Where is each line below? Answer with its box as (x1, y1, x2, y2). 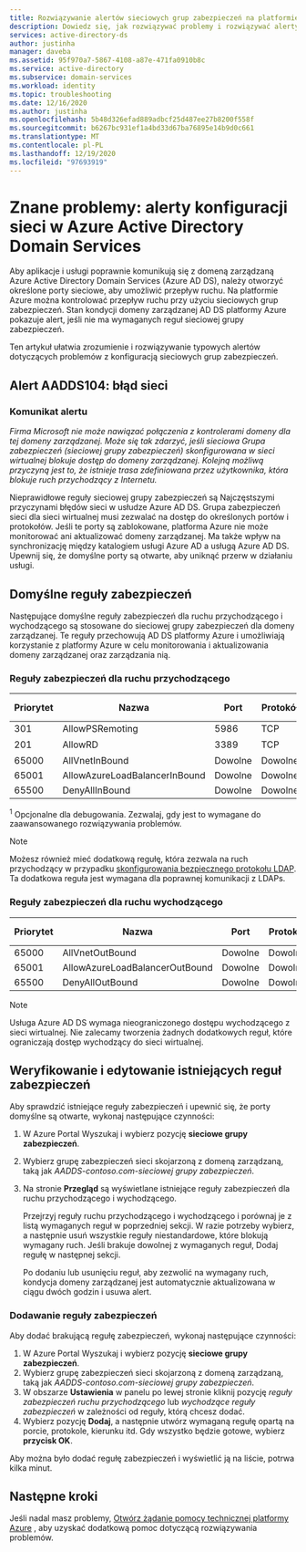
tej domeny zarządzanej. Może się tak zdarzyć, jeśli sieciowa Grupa (9, 435, 266, 447)
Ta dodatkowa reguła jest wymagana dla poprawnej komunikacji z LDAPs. (9, 873, 286, 884)
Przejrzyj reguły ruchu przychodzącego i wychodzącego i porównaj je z (22, 1211, 292, 1222)
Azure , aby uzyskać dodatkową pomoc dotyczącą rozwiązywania (9, 1523, 258, 1534)
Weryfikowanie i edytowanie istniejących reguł (9, 1062, 282, 1078)
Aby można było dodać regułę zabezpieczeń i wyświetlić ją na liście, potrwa (9, 1453, 295, 1463)
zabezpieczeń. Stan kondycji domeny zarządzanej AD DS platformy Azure (9, 305, 287, 316)
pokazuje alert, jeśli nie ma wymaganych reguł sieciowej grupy (9, 314, 244, 325)
